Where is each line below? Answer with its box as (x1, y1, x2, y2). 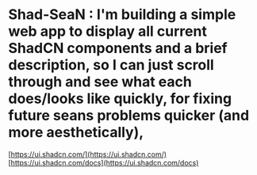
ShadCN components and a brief (8, 40, 228, 57)
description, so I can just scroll (8, 56, 214, 74)
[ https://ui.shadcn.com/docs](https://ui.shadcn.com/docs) (8, 158, 199, 167)
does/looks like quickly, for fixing (8, 89, 232, 108)
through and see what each (8, 73, 192, 91)
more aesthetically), (8, 124, 144, 142)
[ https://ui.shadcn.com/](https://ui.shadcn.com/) (8, 149, 167, 159)
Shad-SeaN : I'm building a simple (8, 6, 236, 24)
